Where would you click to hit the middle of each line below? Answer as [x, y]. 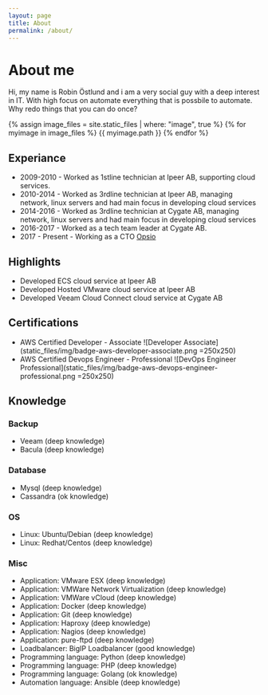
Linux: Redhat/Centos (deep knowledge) [86, 543]
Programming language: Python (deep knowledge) [102, 657]
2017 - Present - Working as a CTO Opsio [88, 237]
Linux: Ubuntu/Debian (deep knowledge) [87, 535]
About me [41, 70]
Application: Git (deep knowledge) [76, 614]
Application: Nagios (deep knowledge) [83, 632]
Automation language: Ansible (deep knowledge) [100, 682]
